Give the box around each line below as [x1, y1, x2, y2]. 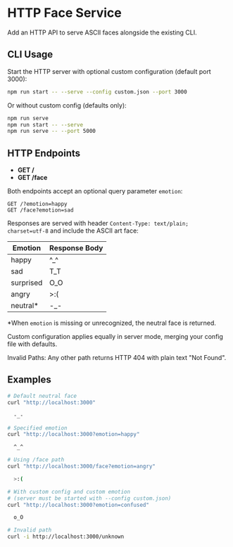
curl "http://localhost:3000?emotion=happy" [7, 431, 140, 438]
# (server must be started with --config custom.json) [7, 494, 172, 502]
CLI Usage [7, 49, 53, 60]
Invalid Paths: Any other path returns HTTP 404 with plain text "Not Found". [7, 354, 227, 362]
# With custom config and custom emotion [7, 488, 131, 495]
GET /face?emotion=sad [7, 207, 74, 214]
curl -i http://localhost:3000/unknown [7, 533, 125, 541]
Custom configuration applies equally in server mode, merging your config [7, 333, 224, 341]
